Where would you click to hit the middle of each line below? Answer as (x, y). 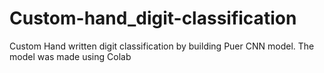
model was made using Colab (70, 56)
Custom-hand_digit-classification (153, 18)
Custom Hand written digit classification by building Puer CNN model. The (162, 46)
